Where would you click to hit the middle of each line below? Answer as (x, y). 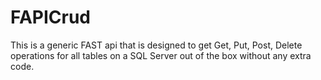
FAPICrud (50, 17)
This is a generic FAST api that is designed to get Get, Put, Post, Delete (156, 45)
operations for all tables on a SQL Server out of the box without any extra (161, 55)
